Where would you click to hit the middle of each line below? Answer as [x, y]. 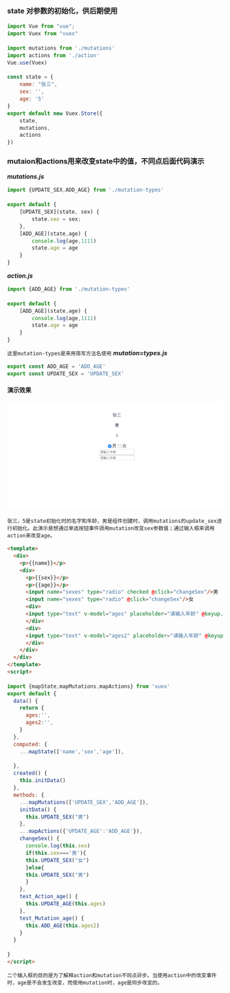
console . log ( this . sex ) [58, 846]
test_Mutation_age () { [52, 918]
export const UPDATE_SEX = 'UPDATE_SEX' [66, 373]
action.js [20, 276]
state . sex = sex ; [56, 219]
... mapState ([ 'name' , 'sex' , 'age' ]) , [72, 751]
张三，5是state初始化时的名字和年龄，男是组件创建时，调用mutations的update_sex [112, 521]
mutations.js [26, 177]
